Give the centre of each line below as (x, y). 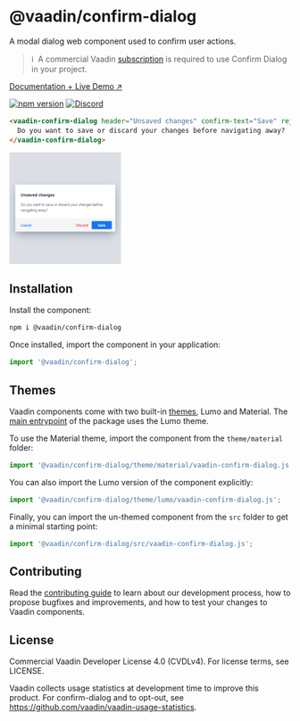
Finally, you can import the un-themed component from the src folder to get (149, 517)
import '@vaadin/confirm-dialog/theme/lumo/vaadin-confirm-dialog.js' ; (145, 500)
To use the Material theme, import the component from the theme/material (146, 438)
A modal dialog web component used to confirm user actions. (123, 41)
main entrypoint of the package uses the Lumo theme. (109, 420)
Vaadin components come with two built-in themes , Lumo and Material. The (149, 411)
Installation (41, 289)
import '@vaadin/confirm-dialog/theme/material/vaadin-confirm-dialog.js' (151, 465)
